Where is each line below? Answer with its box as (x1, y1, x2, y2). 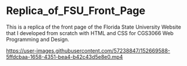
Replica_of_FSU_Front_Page (6, 4, 146, 18)
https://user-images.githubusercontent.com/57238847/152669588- (6, 47, 171, 54)
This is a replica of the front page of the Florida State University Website (6, 23, 181, 30)
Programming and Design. (6, 36, 69, 43)
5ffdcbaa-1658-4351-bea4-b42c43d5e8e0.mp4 (6, 53, 123, 60)
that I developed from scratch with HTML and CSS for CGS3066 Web (6, 29, 174, 36)
